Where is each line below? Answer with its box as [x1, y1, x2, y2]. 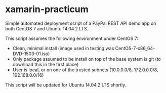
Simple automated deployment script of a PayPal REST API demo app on [5, 20, 156, 26]
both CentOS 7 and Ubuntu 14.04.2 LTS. [5, 25, 89, 31]
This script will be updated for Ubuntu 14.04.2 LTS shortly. [5, 82, 127, 88]
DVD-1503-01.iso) [12, 51, 50, 57]
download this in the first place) [12, 61, 79, 67]
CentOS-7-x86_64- [115, 45, 155, 51]
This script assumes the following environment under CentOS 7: [5, 35, 138, 41]
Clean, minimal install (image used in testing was [12, 45, 114, 51]
